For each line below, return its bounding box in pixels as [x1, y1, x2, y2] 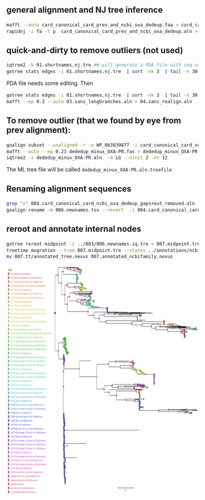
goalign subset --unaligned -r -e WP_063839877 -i [6, 142, 138, 148]
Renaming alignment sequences [6, 183, 132, 194]
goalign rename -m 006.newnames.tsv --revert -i [6, 207, 135, 213]
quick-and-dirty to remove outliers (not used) [6, 45, 184, 56]
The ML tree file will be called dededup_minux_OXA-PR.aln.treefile [6, 166, 172, 173]
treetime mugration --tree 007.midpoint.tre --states [6, 247, 146, 253]
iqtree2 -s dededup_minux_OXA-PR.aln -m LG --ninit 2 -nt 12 [6, 155, 168, 161]
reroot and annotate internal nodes [6, 224, 142, 234]
